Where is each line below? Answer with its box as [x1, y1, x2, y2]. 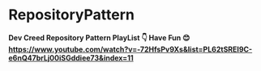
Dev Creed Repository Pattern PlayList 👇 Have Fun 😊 [8, 32, 190, 42]
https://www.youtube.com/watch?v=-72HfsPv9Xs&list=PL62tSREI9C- [8, 44, 253, 54]
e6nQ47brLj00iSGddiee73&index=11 [8, 52, 134, 62]
